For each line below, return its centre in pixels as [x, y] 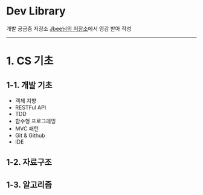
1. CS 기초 [30, 61]
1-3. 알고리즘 [29, 184]
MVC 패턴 [27, 129]
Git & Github [30, 135]
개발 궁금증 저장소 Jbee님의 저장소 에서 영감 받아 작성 [69, 28]
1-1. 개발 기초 [29, 85]
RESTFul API [31, 107]
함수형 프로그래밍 [35, 121]
